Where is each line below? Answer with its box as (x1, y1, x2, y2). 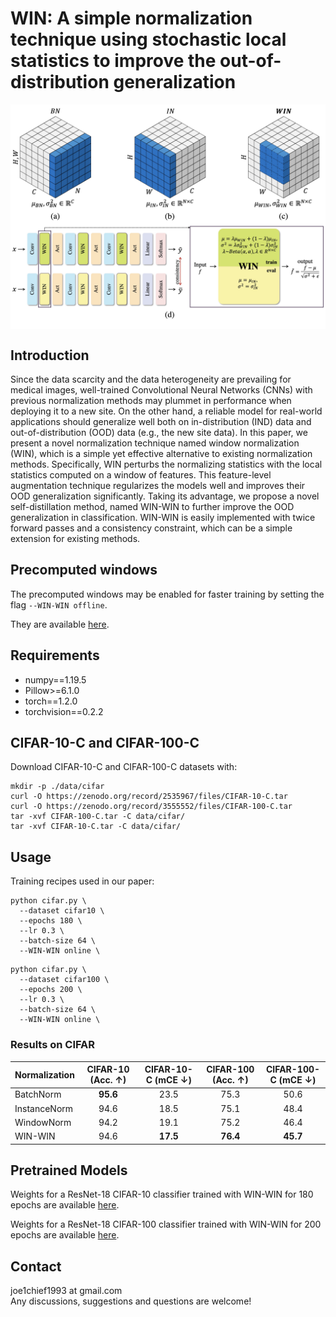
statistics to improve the (10, 50, 217, 72)
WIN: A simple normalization (10, 7, 253, 30)
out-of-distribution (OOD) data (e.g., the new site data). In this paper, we (10, 427, 308, 439)
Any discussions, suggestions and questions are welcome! (10, 1295, 252, 1307)
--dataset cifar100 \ (19, 975, 110, 985)
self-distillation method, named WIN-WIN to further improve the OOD (10, 501, 295, 513)
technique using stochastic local (10, 28, 287, 51)
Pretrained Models (10, 1162, 128, 1179)
